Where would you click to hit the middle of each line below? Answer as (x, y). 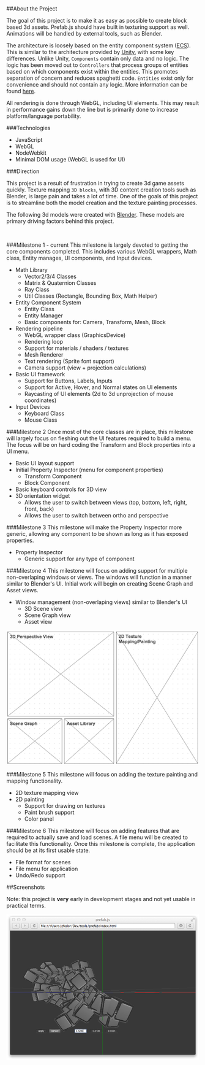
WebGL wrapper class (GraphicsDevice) (75, 335)
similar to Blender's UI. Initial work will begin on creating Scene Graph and (100, 584)
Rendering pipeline (39, 328)
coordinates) (40, 400)
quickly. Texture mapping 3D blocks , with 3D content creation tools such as (101, 190)
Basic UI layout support (45, 463)
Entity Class (39, 309)
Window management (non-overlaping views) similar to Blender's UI (101, 602)
